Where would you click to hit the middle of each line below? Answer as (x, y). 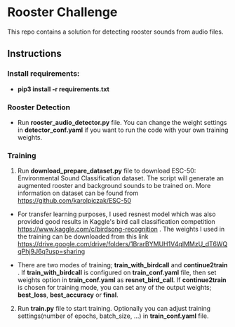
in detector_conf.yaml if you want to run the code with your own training (123, 130)
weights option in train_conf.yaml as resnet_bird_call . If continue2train (122, 280)
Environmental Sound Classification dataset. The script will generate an (121, 178)
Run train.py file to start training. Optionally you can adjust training (114, 309)
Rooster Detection (39, 107)
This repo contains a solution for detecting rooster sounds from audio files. (115, 32)
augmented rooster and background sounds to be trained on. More (114, 186)
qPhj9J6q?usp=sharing (51, 252)
